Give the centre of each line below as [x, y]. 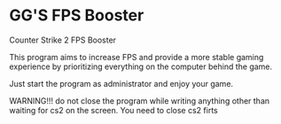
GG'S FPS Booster [77, 15]
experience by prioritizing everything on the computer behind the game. [141, 66]
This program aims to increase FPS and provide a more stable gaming [137, 57]
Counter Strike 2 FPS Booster [63, 40]
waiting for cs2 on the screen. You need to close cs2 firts [114, 110]
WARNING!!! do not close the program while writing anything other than [140, 101]
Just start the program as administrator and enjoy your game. [121, 83]
